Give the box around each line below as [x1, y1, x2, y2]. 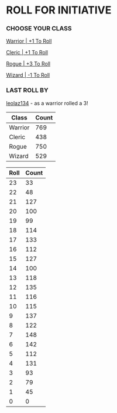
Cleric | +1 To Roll [6, 49, 49, 56]
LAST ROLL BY [6, 86, 49, 94]
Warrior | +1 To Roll [6, 37, 52, 44]
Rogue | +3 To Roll [6, 60, 51, 67]
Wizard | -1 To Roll [6, 71, 50, 79]
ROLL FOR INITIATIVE [6, 4, 112, 17]
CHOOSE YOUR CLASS [6, 25, 72, 33]
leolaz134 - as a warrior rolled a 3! [6, 99, 89, 106]
